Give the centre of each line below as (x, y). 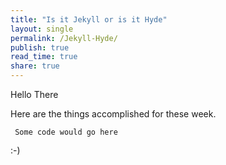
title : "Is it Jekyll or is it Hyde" (89, 19)
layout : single (42, 29)
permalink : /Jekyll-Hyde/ (64, 38)
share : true (35, 66)
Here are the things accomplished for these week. (113, 114)
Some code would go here (66, 132)
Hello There (34, 94)
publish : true (40, 47)
